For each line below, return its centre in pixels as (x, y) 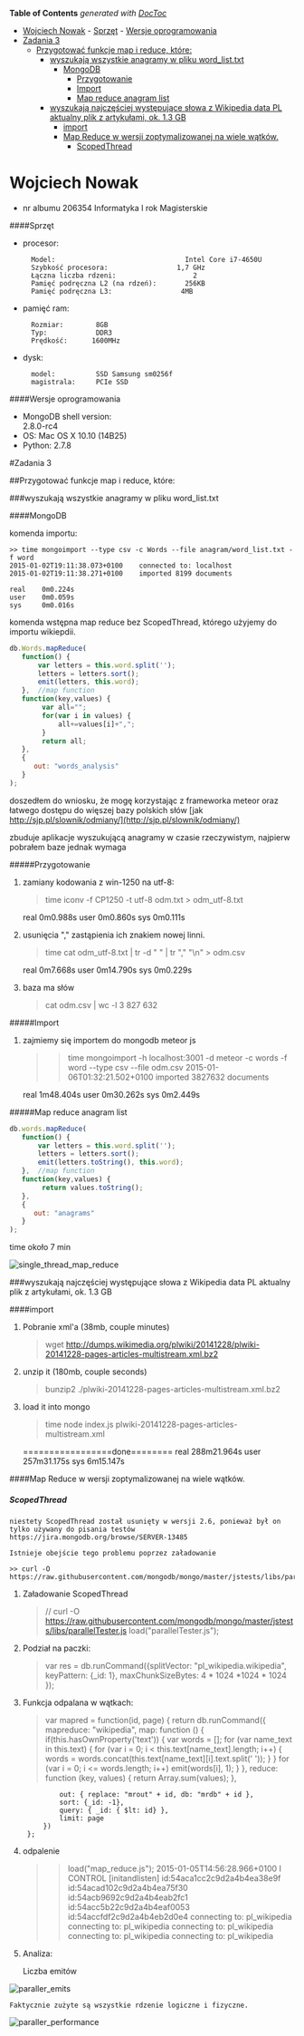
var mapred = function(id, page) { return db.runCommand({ (156, 1721)
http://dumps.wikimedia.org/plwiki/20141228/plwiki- (163, 1344)
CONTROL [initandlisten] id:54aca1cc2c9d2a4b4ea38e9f (174, 1878)
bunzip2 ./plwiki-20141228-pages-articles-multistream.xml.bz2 (162, 1390)
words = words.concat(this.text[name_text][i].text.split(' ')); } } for (167, 1759)
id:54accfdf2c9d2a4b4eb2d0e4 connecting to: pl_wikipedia (180, 1917)
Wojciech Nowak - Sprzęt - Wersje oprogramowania (119, 30)
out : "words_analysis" (76, 766)
